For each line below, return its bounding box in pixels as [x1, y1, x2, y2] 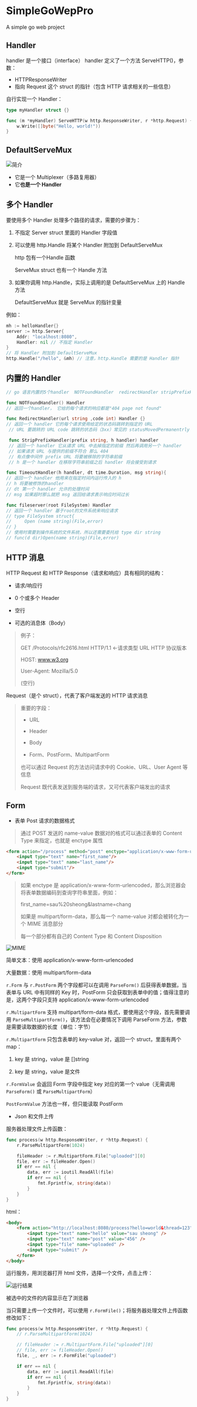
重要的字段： [20, 704, 52, 711]
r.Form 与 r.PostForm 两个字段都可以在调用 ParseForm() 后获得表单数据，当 [6, 981, 187, 988]
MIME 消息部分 [27, 920, 63, 927]
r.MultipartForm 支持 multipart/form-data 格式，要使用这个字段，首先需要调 [6, 1008, 191, 1015]
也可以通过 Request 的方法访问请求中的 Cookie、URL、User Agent [20, 763, 182, 770]
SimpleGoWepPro [6, 4, 94, 18]
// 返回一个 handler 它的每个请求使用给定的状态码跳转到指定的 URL [6, 421, 153, 427]
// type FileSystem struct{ [6, 513, 75, 519]
